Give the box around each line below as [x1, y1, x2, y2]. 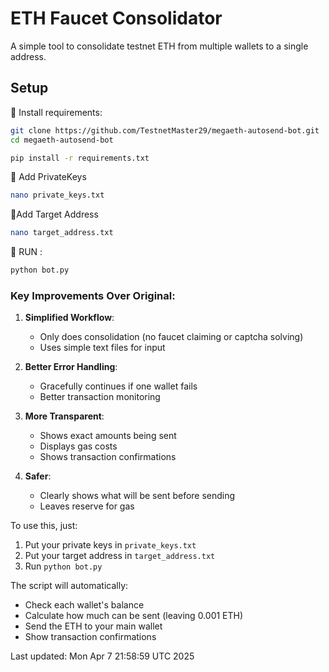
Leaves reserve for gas [39, 500, 135, 512]
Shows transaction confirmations [39, 451, 177, 463]
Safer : [24, 470, 52, 482]
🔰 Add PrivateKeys [10, 171, 87, 183]
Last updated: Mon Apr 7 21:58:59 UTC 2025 [10, 650, 195, 662]
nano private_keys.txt [10, 190, 105, 201]
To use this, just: [10, 520, 78, 532]
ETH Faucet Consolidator [10, 7, 223, 30]
